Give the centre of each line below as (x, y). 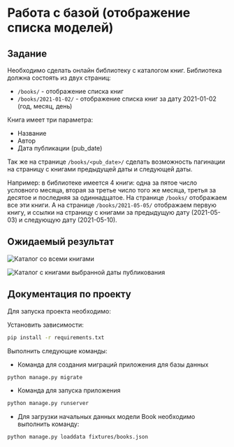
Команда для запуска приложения (69, 390)
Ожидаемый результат (60, 242)
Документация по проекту (69, 294)
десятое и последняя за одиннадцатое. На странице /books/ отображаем (117, 198)
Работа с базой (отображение (99, 13)
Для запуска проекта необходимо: (59, 311)
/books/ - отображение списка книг (71, 91)
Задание (27, 54)
